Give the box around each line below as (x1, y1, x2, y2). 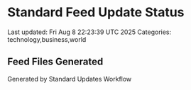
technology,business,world (7, 35, 87, 43)
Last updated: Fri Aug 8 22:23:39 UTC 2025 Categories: (7, 28, 172, 36)
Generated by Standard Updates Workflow (7, 74, 132, 83)
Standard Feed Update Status (7, 4, 185, 21)
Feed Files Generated (7, 56, 104, 68)
